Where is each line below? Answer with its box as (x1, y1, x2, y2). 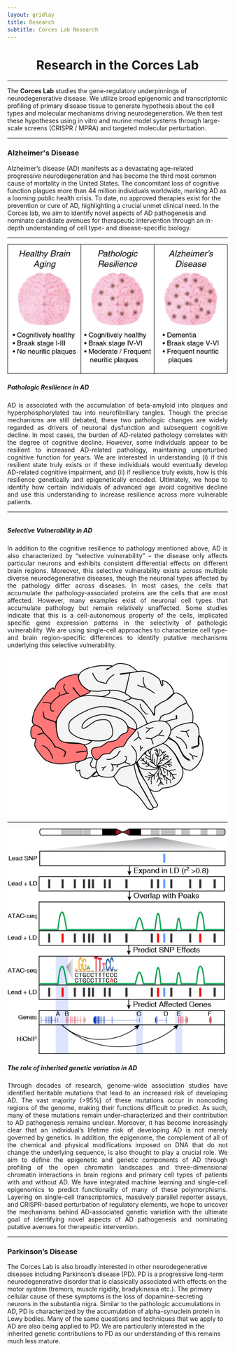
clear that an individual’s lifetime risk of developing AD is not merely (7, 1125, 228, 1134)
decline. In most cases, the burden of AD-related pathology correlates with (7, 431, 228, 439)
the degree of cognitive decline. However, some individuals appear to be (7, 438, 228, 446)
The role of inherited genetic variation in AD (7, 1063, 138, 1072)
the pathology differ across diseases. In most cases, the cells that (7, 581, 228, 590)
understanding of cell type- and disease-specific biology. (25, 223, 191, 232)
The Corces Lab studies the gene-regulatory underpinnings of (7, 87, 187, 95)
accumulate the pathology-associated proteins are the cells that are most (7, 588, 228, 597)
